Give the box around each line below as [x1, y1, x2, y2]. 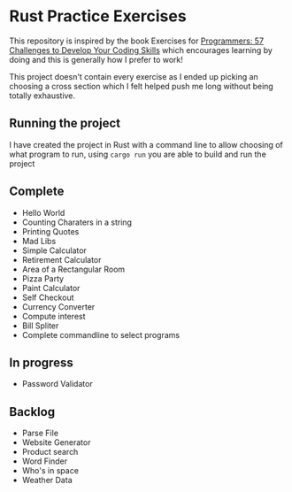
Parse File [21, 427, 59, 439]
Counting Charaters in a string [21, 217, 133, 227]
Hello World [21, 207, 65, 218]
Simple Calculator [21, 245, 87, 256]
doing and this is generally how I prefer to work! [9, 54, 184, 65]
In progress [9, 355, 73, 370]
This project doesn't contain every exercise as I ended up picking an [9, 71, 258, 81]
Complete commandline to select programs [21, 329, 180, 340]
